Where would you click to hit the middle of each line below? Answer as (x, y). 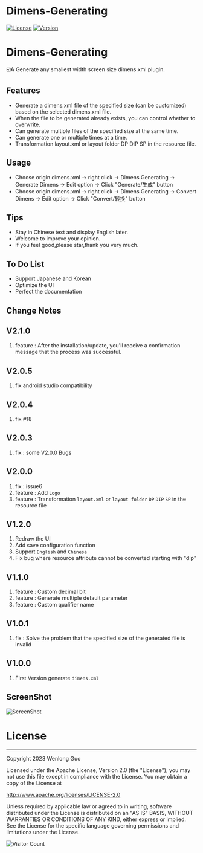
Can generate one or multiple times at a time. (71, 137)
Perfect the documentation (48, 292)
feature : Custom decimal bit (50, 592)
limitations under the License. (43, 832)
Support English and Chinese (51, 552)
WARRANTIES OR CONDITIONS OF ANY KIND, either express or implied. (96, 819)
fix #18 (23, 419)
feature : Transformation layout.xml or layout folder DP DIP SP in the (100, 499)
